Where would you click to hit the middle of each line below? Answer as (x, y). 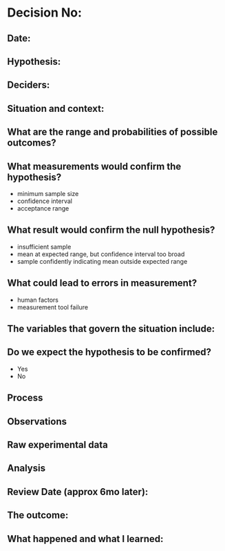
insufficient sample (44, 246)
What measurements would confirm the (94, 166)
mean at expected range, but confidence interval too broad (101, 254)
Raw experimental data (57, 444)
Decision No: (45, 13)
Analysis (26, 468)
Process (25, 398)
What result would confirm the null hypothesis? (111, 230)
